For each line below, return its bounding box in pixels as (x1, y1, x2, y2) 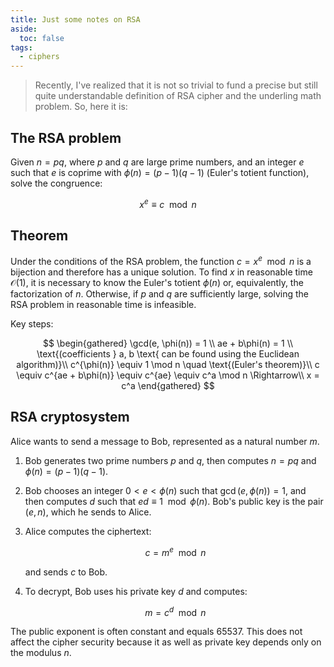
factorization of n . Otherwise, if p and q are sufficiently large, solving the (10, 288, 309, 300)
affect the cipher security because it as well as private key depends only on (10, 636, 322, 648)
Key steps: (10, 318, 54, 330)
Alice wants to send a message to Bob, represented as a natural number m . (10, 435, 320, 447)
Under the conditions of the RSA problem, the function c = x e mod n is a (10, 254, 312, 268)
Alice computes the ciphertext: (24, 525, 152, 537)
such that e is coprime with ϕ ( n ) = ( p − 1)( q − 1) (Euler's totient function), (10, 166, 310, 178)
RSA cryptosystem (10, 409, 130, 426)
